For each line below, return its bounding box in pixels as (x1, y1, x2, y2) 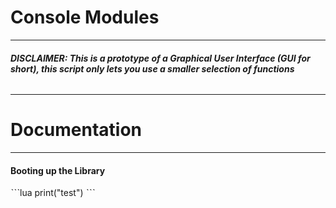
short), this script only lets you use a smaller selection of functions (10, 62, 295, 75)
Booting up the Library (10, 164, 106, 176)
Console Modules (10, 6, 160, 29)
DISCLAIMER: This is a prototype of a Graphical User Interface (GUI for (10, 52, 311, 64)
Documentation (10, 119, 143, 141)
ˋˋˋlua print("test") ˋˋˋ (10, 187, 96, 199)
